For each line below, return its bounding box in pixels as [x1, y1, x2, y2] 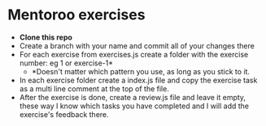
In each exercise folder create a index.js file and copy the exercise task [19, 75, 258, 85]
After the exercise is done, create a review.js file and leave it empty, [19, 92, 246, 102]
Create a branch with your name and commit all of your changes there [19, 40, 255, 50]
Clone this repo [19, 32, 72, 42]
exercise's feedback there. [19, 109, 109, 119]
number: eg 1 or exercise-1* [19, 58, 113, 68]
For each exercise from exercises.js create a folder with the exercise [19, 49, 249, 59]
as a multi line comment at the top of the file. [19, 83, 170, 94]
